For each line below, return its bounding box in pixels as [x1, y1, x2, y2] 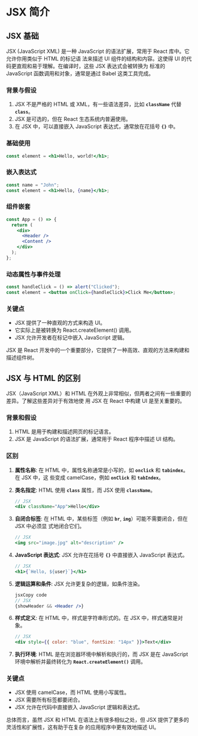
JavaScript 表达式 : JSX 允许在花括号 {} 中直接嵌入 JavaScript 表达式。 [14, 552, 188, 559]
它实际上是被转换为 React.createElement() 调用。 [14, 327, 135, 334]
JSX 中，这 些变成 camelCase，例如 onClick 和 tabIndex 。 [21, 473, 164, 481]
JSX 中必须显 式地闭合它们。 [14, 523, 85, 530]
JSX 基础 [6, 31, 40, 41]
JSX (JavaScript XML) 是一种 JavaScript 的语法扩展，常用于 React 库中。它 [6, 48, 190, 55]
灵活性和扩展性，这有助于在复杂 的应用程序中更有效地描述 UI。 [6, 724, 160, 731]
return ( [11, 222, 33, 228]
